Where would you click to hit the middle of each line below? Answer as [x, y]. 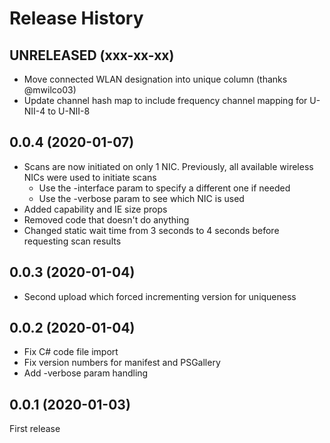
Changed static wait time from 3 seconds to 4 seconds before [151, 230]
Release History [76, 18]
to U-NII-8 [69, 111]
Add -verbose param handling [86, 373]
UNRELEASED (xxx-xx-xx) [92, 55]
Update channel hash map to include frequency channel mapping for [165, 100]
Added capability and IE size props [95, 209]
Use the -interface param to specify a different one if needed [164, 188]
